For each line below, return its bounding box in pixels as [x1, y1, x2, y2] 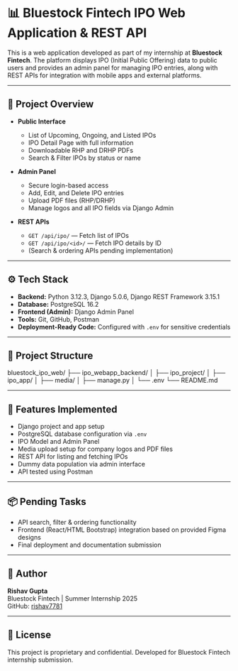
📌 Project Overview [7, 98, 94, 110]
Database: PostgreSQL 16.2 [17, 300, 99, 308]
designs [17, 533, 41, 541]
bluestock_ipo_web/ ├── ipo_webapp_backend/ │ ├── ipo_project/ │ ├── [7, 369, 226, 377]
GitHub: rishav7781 [7, 601, 62, 610]
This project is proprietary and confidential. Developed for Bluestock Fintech [7, 648, 231, 656]
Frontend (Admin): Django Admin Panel [17, 307, 135, 316]
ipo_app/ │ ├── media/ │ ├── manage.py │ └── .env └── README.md [7, 376, 218, 385]
